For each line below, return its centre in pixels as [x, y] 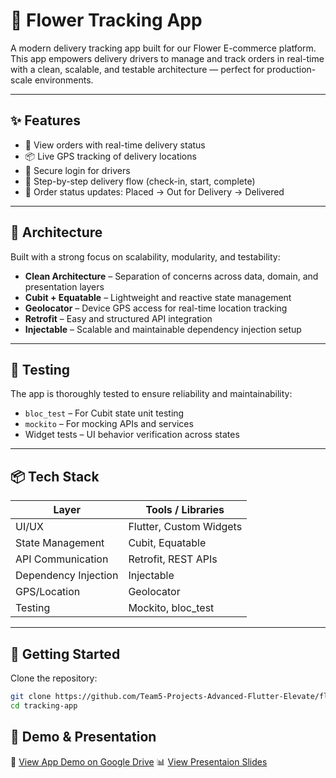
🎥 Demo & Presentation [83, 737]
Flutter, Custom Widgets [185, 527]
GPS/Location [48, 592]
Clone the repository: [54, 678]
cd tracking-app [44, 705]
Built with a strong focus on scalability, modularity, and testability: [145, 256]
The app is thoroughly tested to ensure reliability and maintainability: [151, 394]
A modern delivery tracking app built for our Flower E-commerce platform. [163, 48]
